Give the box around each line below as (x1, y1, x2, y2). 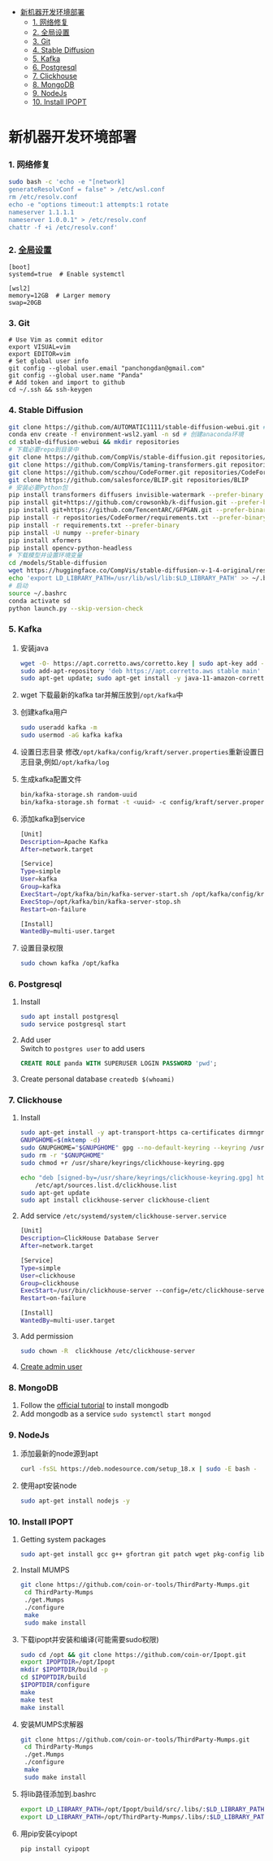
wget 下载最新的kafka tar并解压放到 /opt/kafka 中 (19, 690, 184, 700)
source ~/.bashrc (8, 589, 67, 598)
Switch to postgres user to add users (19, 1044, 145, 1054)
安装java (19, 643, 49, 653)
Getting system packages (19, 1535, 106, 1545)
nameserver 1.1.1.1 (8, 208, 75, 216)
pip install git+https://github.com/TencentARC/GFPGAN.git (8, 507, 213, 515)
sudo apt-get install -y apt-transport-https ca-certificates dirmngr (19, 1128, 265, 1137)
